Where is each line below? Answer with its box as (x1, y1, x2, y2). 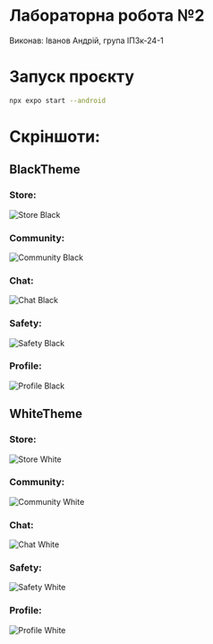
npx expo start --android (9, 96, 106, 105)
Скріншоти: (9, 126, 101, 146)
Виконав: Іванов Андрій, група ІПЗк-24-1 (9, 35, 164, 46)
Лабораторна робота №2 (9, 5, 205, 26)
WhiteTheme (9, 406, 83, 422)
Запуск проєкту (9, 66, 135, 87)
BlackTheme (9, 162, 81, 178)
